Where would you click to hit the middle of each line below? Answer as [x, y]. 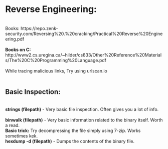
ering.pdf [15, 39]
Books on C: [18, 49]
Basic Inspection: [33, 92]
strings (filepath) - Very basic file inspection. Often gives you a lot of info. [82, 109]
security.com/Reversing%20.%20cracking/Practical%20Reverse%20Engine [84, 33]
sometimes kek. [22, 135]
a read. [13, 125]
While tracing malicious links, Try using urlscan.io [56, 70]
